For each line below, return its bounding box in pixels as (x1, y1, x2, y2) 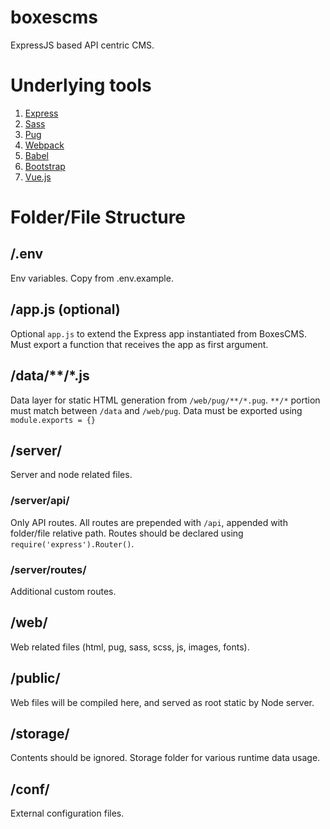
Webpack (24, 139, 65, 151)
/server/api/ (10, 494, 70, 508)
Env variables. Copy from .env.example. (10, 272, 174, 284)
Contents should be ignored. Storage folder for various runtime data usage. (10, 752, 321, 764)
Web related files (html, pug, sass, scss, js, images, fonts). (10, 641, 250, 653)
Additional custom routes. (10, 585, 117, 597)
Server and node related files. (10, 469, 133, 481)
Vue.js (24, 171, 52, 183)
